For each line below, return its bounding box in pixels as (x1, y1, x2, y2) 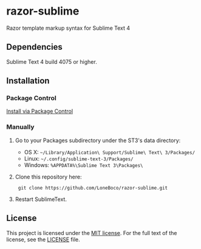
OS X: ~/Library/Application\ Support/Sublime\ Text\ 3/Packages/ (24, 148, 196, 155)
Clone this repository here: (15, 173, 82, 180)
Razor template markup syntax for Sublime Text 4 (6, 24, 131, 32)
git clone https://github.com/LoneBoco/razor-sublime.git (18, 185, 168, 191)
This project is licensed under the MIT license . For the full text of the (6, 229, 177, 236)
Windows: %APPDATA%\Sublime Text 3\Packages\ (24, 161, 143, 168)
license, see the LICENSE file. (6, 236, 80, 243)
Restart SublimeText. (15, 196, 67, 203)
